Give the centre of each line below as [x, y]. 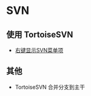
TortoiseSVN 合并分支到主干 [50, 87]
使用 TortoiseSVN [40, 34]
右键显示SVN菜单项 [39, 50]
